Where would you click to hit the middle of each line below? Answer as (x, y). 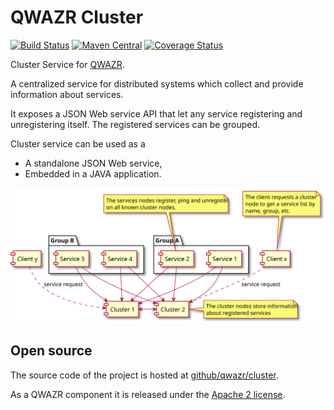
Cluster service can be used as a (78, 143)
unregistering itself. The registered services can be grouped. (135, 124)
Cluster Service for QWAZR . (67, 64)
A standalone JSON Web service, (93, 163)
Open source (51, 351)
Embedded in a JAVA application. (93, 173)
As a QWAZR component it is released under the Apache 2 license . (148, 394)
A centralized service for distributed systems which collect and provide (157, 83)
